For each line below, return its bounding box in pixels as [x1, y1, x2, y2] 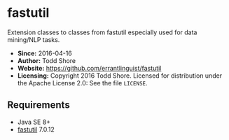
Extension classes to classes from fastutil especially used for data [7, 28, 197, 36]
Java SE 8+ [17, 118, 51, 126]
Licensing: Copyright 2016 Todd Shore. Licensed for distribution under [17, 71, 223, 80]
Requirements [7, 99, 70, 111]
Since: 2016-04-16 [17, 49, 72, 57]
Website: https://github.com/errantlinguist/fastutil [17, 64, 162, 72]
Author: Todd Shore [17, 56, 76, 64]
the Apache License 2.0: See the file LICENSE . [17, 78, 148, 87]
